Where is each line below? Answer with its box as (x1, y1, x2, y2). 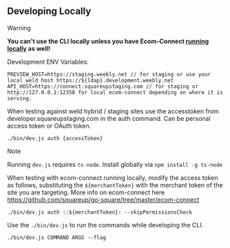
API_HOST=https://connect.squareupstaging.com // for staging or (7, 82, 198, 90)
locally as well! (7, 44, 51, 52)
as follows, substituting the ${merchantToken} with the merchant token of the (7, 181, 223, 189)
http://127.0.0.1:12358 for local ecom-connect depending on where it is (7, 89, 224, 95)
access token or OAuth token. (7, 122, 92, 130)
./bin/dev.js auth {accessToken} (7, 135, 103, 142)
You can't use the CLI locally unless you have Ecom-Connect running (7, 37, 209, 45)
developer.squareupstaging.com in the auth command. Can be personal (7, 114, 211, 122)
